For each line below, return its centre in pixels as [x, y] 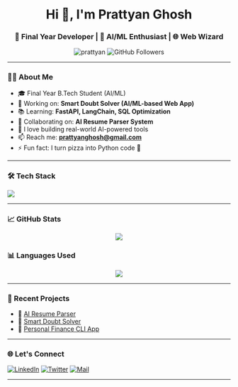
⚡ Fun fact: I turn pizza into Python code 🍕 [79, 148]
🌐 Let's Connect [36, 354]
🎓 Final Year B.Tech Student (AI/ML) [72, 93]
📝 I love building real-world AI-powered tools [83, 129]
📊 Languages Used [41, 256]
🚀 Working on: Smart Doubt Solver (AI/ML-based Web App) [106, 103]
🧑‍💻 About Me [30, 77]
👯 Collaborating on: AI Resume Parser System [85, 121]
